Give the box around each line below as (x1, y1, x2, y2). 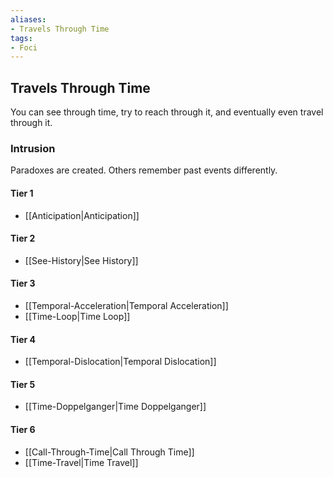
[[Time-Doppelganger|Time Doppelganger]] (24, 401, 207, 413)
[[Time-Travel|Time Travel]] (24, 456, 139, 468)
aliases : (10, 14, 47, 25)
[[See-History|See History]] (24, 254, 139, 266)
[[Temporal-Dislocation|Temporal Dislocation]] (24, 356, 217, 368)
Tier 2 (10, 232, 36, 245)
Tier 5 (10, 378, 36, 390)
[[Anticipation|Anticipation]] (24, 209, 140, 221)
